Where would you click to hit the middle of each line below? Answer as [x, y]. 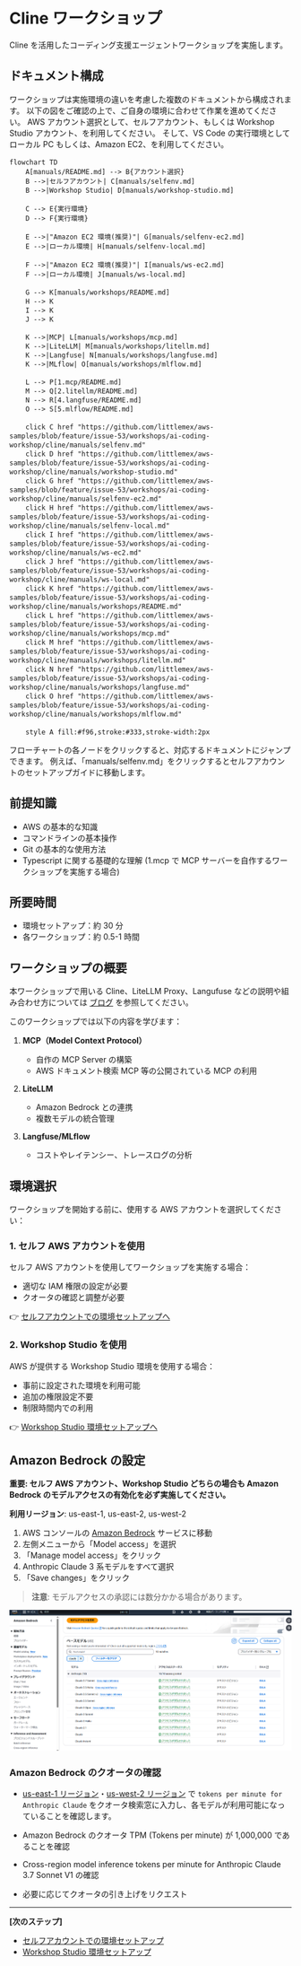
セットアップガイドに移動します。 [87, 772]
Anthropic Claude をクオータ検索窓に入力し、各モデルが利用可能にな [150, 1804]
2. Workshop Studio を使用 [68, 1345]
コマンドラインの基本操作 [69, 838]
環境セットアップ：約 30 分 [73, 926]
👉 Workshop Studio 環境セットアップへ [84, 1427]
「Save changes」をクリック [76, 1578]
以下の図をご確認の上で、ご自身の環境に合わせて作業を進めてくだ [148, 110]
